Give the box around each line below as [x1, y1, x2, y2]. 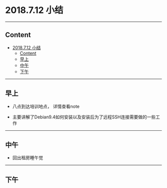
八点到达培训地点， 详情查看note [12, 103, 80, 109]
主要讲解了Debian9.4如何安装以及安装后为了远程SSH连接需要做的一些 [12, 114, 156, 120]
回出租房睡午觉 [12, 155, 43, 161]
